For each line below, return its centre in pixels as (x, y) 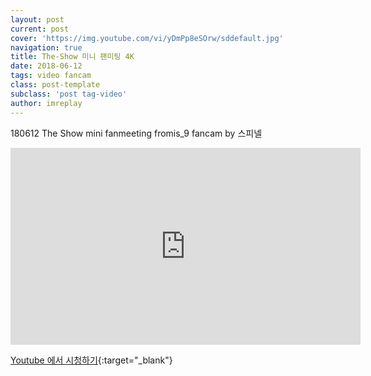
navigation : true (46, 47)
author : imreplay (46, 103)
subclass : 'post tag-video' (69, 94)
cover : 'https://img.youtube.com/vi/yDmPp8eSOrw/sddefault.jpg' (147, 38)
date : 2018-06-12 (46, 66)
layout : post (37, 19)
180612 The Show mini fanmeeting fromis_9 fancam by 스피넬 (136, 133)
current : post (40, 29)
